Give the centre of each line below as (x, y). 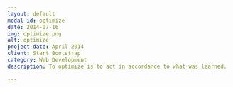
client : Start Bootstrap (44, 54)
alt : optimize (28, 40)
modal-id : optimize (36, 21)
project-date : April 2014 (45, 47)
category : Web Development (47, 60)
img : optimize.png (34, 34)
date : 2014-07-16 (33, 27)
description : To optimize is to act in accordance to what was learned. (117, 66)
